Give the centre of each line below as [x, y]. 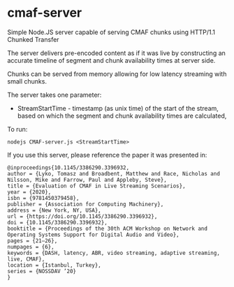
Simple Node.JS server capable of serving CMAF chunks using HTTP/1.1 [111, 32]
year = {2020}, [29, 192]
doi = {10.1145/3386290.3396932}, [58, 222]
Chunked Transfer [33, 39]
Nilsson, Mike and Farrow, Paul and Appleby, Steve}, [87, 180]
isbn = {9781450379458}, [43, 198]
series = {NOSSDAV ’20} [42, 271]
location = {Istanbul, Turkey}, [54, 265]
